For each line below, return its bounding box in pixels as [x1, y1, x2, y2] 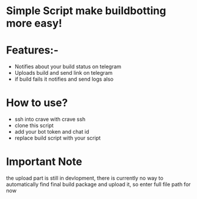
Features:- [6, 44, 59, 57]
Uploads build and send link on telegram [14, 69, 113, 77]
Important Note [6, 155, 82, 168]
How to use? [6, 96, 68, 110]
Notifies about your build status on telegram [14, 63, 122, 70]
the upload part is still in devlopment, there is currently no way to [6, 175, 163, 181]
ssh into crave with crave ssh [14, 116, 86, 123]
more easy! [6, 16, 62, 30]
